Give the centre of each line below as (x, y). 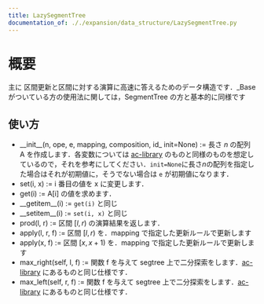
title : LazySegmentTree (47, 15)
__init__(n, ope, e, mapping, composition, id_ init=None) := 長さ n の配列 (135, 145)
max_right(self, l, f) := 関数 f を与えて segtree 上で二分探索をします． (130, 262)
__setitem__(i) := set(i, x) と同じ (73, 214)
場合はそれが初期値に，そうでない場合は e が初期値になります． (130, 174)
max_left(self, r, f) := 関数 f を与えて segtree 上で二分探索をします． (128, 282)
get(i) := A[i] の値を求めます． (68, 194)
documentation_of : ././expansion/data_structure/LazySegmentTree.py (123, 23)
